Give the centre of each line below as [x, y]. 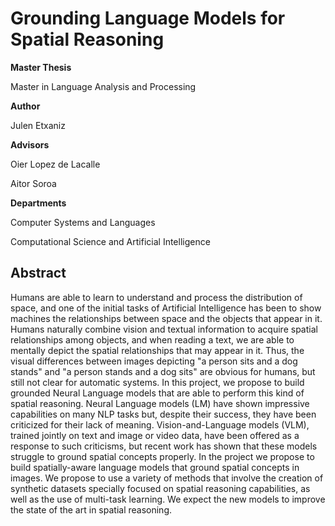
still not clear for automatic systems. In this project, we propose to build [157, 382]
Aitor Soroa [33, 183]
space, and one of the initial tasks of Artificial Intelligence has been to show [166, 308]
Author [25, 106]
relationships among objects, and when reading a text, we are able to [152, 339]
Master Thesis [41, 67]
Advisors [30, 144]
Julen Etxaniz [38, 125]
